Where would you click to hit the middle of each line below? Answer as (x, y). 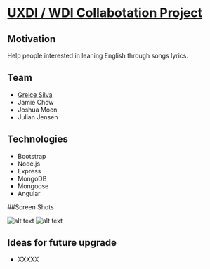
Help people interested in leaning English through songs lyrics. (98, 55)
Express (29, 171)
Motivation (32, 39)
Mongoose (33, 186)
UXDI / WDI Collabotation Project (105, 13)
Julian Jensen (38, 117)
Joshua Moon (37, 110)
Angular (29, 193)
